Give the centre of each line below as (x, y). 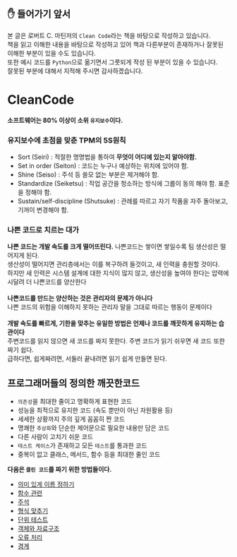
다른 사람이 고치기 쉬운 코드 (55, 437)
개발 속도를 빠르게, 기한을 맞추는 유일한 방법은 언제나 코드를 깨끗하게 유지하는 (112, 323)
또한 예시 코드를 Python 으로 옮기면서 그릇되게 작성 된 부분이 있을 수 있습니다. (113, 62)
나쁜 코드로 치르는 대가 (43, 229)
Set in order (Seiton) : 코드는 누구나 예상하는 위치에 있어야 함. (103, 166)
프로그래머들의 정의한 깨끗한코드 (73, 383)
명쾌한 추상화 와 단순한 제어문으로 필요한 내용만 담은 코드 (93, 428)
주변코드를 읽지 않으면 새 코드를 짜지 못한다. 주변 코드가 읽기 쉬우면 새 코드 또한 (116, 341)
